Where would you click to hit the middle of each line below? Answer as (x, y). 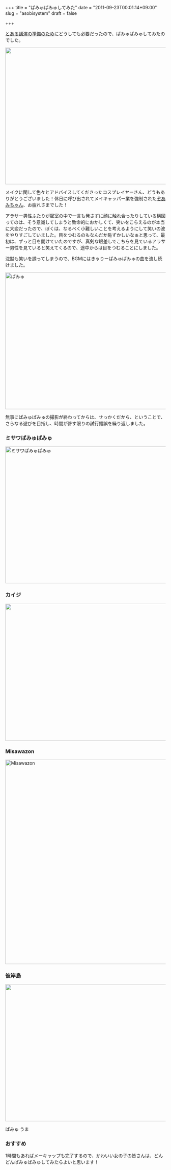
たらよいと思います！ (77, 1162)
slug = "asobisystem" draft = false (41, 13)
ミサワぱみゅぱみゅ (29, 438)
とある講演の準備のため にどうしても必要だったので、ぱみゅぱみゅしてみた (83, 34)
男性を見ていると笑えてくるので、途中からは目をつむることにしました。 (85, 248)
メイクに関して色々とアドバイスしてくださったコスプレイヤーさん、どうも (83, 192)
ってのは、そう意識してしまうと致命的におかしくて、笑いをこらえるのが (81, 222)
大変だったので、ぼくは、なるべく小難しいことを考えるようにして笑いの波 (87, 228)
